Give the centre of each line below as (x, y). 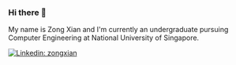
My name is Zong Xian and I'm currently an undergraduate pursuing (118, 30)
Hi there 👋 (28, 13)
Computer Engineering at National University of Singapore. (104, 38)
